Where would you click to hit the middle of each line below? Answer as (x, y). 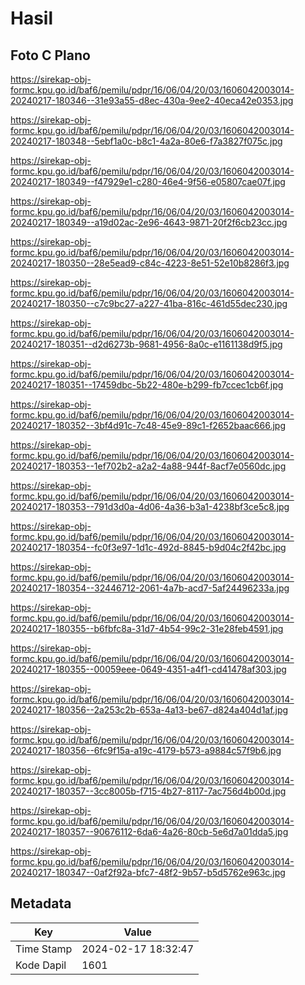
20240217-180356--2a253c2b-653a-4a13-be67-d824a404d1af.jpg (149, 710)
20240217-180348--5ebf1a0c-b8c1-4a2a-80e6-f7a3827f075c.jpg (146, 141)
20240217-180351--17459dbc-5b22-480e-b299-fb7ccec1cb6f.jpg (147, 385)
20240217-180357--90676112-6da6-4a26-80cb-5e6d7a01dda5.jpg (149, 831)
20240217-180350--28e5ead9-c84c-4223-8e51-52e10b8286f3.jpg (150, 263)
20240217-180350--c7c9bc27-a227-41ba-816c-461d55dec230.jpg (149, 303)
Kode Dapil (41, 965)
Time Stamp (44, 949)
